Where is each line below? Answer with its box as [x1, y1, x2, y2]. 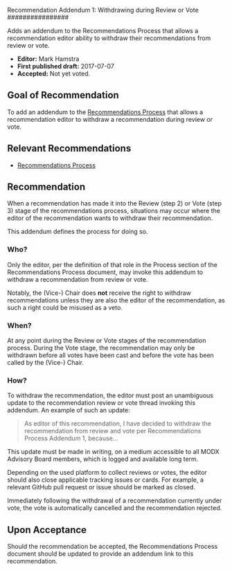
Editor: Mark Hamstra [17, 55, 80, 63]
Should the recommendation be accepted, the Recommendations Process [7, 543, 218, 551]
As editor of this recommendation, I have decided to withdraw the [24, 419, 211, 428]
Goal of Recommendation [7, 89, 119, 101]
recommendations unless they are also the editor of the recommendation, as [7, 296, 225, 304]
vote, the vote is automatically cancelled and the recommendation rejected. [7, 504, 222, 512]
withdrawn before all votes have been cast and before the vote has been [7, 351, 215, 359]
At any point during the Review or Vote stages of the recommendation [7, 336, 206, 345]
